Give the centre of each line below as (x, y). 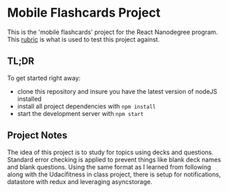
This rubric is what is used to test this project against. (84, 39)
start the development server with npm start (80, 113)
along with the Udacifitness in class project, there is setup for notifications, (114, 174)
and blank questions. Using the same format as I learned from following (109, 167)
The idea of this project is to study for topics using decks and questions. (111, 152)
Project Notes (37, 136)
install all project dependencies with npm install (86, 106)
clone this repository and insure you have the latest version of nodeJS (117, 91)
